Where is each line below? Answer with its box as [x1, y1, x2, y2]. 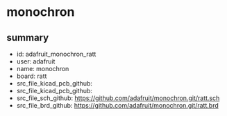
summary [6, 32, 49, 43]
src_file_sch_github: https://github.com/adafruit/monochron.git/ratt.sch [16, 94, 220, 102]
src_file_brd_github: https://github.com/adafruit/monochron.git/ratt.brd [16, 101, 219, 109]
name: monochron [16, 65, 69, 72]
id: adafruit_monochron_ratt [16, 50, 96, 58]
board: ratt [16, 72, 47, 80]
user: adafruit [16, 57, 56, 66]
